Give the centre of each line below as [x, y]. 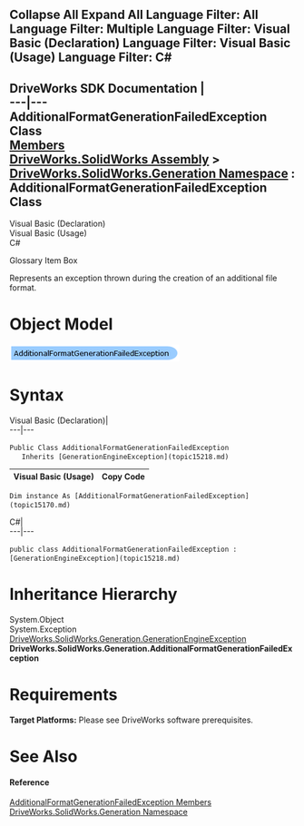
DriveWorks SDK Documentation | [107, 88]
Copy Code [123, 477]
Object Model [61, 324]
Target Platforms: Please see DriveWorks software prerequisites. [132, 720]
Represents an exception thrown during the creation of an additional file [143, 278]
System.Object [37, 620]
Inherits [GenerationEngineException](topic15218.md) [125, 457]
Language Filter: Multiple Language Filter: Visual [150, 29]
